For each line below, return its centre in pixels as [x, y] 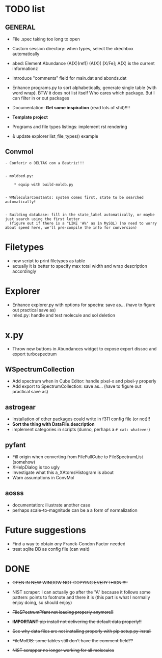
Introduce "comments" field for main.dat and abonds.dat [69, 78]
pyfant [15, 445]
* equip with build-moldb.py [44, 185]
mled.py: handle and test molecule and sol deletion [64, 315]
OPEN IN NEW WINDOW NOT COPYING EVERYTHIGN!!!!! [70, 582]
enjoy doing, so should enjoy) [42, 602]
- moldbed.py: [20, 176]
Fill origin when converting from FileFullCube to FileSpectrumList [78, 457]
